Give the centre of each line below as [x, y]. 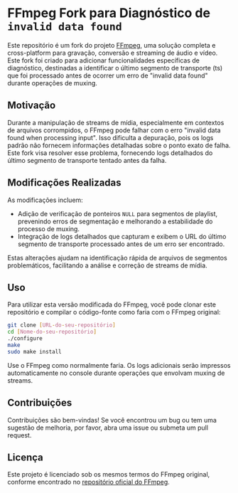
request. [20, 435]
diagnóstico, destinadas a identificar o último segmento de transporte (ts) [115, 68]
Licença [26, 457]
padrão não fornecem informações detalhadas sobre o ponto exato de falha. [119, 145]
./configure [25, 339]
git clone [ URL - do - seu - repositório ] [61, 325]
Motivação [32, 106]
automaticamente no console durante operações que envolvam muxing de [116, 373]
